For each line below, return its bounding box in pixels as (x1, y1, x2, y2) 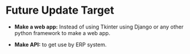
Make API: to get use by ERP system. (14, 41, 107, 48)
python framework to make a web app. (14, 29, 111, 36)
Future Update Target (5, 4, 115, 17)
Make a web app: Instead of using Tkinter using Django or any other (14, 23, 184, 30)
